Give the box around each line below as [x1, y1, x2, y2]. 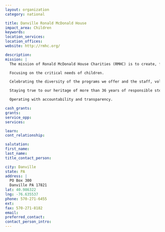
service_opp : [5, 115, 32, 120]
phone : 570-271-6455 [5, 196, 48, 202]
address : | [5, 174, 27, 178]
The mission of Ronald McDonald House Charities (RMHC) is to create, [9, 61, 157, 66]
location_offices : [5, 39, 43, 44]
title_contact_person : [5, 155, 52, 160]
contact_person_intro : [5, 219, 52, 224]
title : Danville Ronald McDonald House [5, 21, 87, 26]
